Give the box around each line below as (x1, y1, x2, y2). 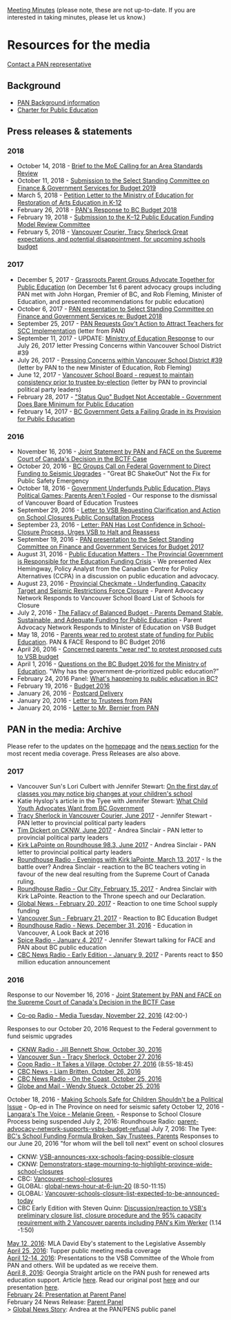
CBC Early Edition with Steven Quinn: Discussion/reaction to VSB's (17, 1204, 207, 1212)
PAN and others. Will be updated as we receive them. (7, 1261, 159, 1270)
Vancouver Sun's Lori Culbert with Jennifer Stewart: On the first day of (17, 782, 219, 791)
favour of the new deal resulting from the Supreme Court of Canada (17, 870, 210, 878)
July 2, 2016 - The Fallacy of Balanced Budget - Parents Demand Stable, (17, 609, 223, 617)
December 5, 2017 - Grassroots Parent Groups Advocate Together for (17, 275, 215, 283)
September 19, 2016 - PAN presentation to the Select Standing (17, 536, 194, 544)
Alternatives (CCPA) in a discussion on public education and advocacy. (17, 572, 219, 580)
